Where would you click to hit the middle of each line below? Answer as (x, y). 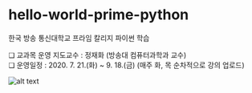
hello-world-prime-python (99, 15)
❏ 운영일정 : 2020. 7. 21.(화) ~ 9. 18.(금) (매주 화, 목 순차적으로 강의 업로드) (126, 65)
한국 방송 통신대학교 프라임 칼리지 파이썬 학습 (79, 38)
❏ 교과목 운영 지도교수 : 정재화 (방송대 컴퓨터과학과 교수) (98, 55)
